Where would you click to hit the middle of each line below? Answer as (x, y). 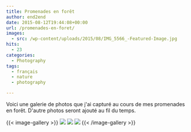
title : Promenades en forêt (41, 11)
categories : (21, 55)
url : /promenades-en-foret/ (41, 28)
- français (25, 72)
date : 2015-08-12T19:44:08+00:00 (47, 22)
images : (16, 33)
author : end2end (26, 17)
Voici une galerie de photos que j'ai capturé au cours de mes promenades (95, 104)
